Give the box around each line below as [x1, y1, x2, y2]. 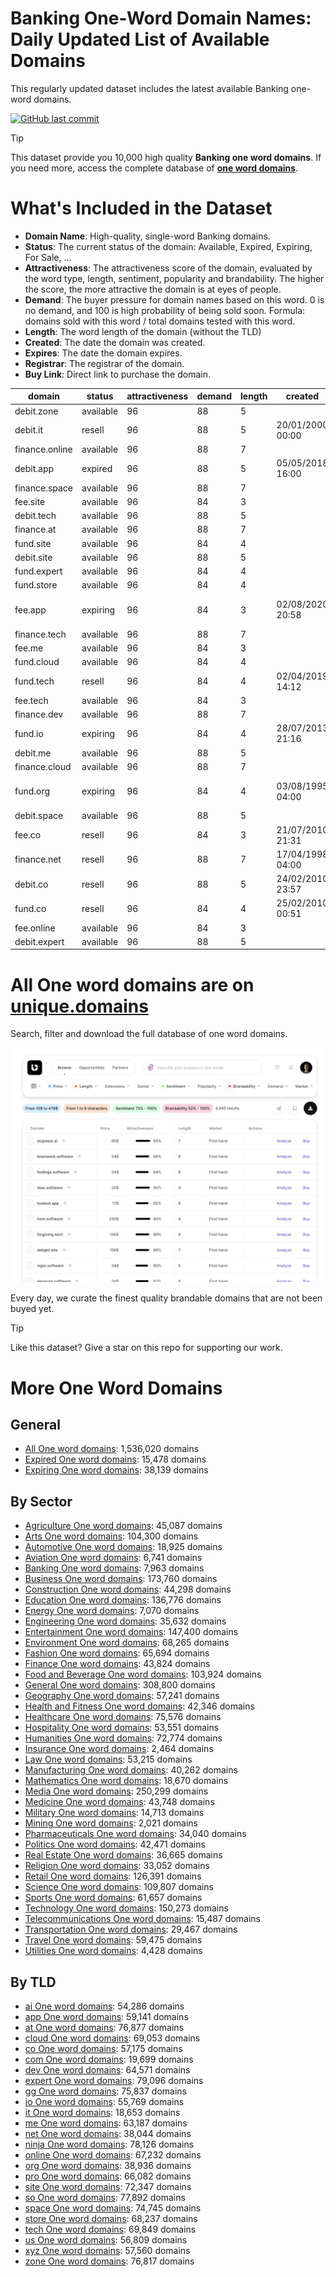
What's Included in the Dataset [10, 197, 273, 220]
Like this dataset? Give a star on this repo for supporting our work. [10, 1342, 283, 1354]
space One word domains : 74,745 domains [24, 2202, 202, 2214]
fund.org [14, 785, 51, 797]
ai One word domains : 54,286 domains [24, 2000, 185, 2012]
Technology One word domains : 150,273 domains [24, 1902, 229, 1914]
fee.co [14, 829, 42, 841]
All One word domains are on [10, 973, 255, 996]
